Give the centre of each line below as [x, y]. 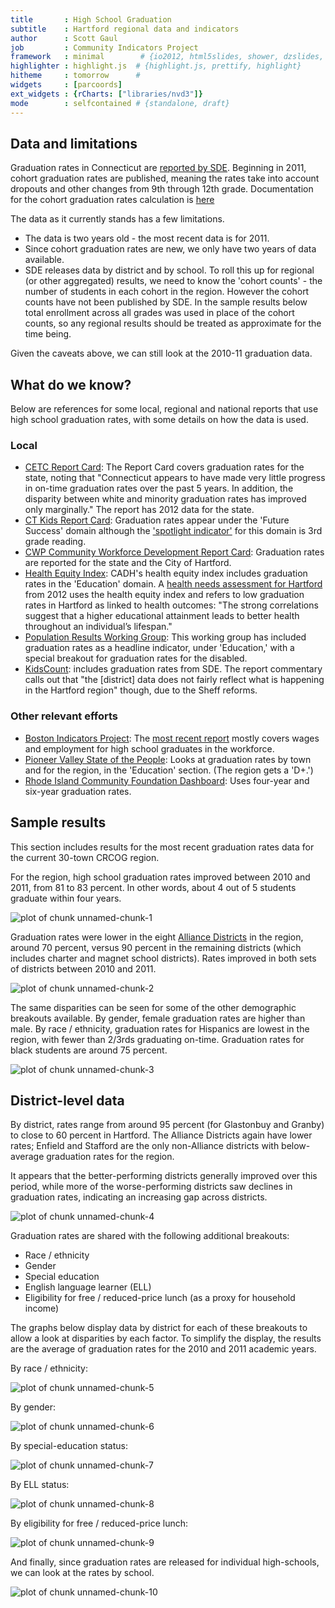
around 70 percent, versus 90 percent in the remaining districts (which [156, 947]
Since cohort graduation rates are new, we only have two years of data [170, 249]
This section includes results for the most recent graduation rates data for [162, 847]
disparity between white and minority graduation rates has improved [165, 499]
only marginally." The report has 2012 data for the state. [139, 510]
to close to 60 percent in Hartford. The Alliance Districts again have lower [161, 1135]
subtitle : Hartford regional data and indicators [125, 29]
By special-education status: [69, 1446]
